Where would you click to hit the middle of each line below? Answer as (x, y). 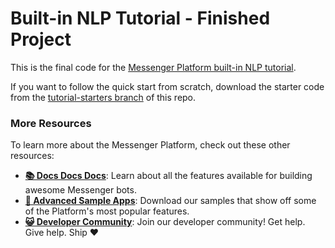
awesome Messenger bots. (80, 190)
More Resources (51, 123)
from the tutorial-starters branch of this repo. (103, 97)
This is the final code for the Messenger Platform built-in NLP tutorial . (153, 67)
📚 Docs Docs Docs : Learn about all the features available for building (168, 176)
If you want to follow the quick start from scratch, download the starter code (167, 86)
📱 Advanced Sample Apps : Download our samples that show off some (170, 201)
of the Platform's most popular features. (107, 211)
